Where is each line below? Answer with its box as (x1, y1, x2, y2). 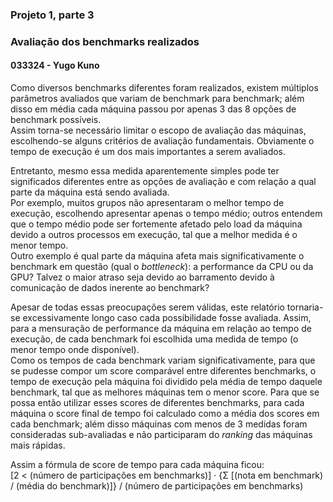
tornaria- (286, 301, 324, 313)
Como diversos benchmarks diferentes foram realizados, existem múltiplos (10, 82, 319, 94)
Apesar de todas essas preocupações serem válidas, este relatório (10, 301, 285, 313)
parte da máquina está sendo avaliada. (10, 186, 170, 198)
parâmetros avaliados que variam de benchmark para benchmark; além (10, 93, 305, 105)
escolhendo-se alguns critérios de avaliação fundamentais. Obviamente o (10, 135, 315, 147)
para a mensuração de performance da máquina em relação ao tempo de (10, 323, 312, 335)
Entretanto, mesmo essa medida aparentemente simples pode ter (10, 165, 280, 177)
